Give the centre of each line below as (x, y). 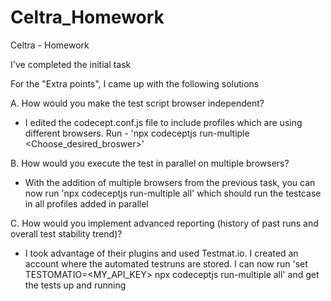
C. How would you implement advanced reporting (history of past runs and (164, 223)
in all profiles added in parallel (86, 203)
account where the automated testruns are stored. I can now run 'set (166, 263)
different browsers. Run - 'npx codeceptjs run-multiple (137, 133)
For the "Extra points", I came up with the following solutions (135, 83)
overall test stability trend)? (66, 233)
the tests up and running (75, 285)
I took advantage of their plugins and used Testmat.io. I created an (161, 253)
